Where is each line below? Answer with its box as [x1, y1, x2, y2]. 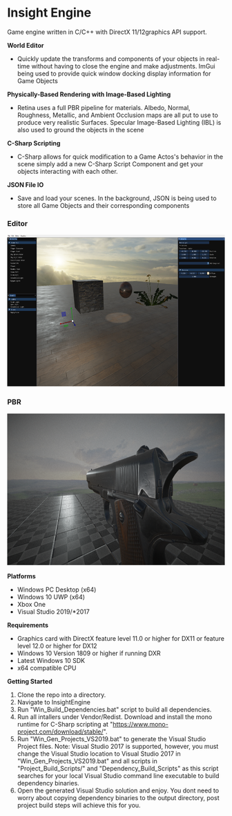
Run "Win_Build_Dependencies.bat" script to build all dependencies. [17, 705, 212, 713]
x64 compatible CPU [17, 664, 77, 672]
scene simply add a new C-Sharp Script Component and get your [17, 159, 204, 168]
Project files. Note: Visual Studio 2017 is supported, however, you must [17, 742, 219, 750]
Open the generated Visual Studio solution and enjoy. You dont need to [17, 786, 220, 795]
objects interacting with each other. [17, 167, 119, 175]
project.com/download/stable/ [17, 727, 104, 736]
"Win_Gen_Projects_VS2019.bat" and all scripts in [17, 756, 157, 765]
